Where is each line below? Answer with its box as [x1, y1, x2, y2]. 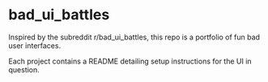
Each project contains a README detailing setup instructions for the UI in [8, 56, 253, 66]
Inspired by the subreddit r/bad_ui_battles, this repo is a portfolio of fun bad [8, 32, 261, 42]
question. [8, 64, 40, 74]
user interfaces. [8, 40, 62, 50]
